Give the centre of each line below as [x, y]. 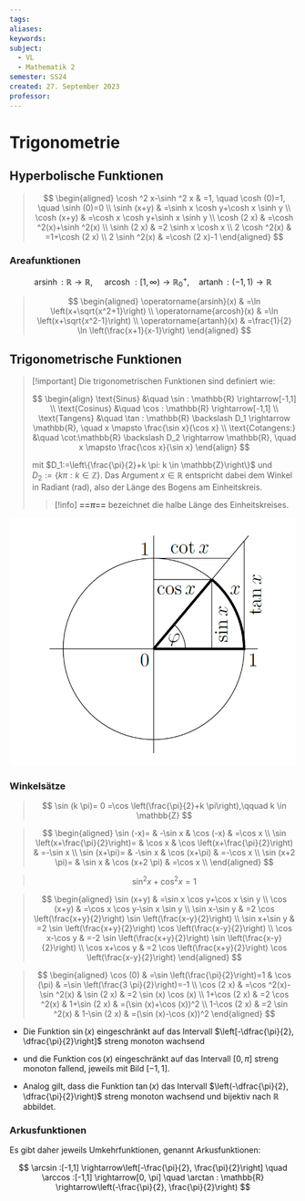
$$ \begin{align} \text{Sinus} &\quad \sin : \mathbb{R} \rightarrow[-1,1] [164, 399]
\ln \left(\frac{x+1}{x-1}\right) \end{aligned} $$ [164, 331]
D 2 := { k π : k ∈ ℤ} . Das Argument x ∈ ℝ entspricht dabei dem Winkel [162, 476]
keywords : [28, 38]
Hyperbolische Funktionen [86, 176]
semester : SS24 [38, 78]
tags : [20, 19]
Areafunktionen [45, 260]
